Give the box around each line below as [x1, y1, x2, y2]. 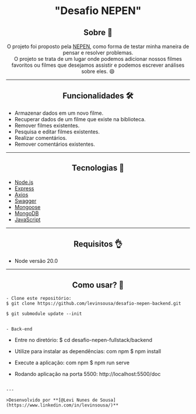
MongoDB [14, 210, 39, 217]
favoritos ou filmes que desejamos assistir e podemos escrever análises [11, 61, 185, 69]
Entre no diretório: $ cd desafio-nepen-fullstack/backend [14, 337, 153, 344]
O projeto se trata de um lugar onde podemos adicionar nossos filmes [13, 56, 183, 62]
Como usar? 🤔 [72, 280, 124, 290]
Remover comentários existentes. [14, 141, 95, 148]
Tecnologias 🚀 [72, 163, 124, 173]
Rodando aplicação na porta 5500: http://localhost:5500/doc [14, 371, 161, 378]
